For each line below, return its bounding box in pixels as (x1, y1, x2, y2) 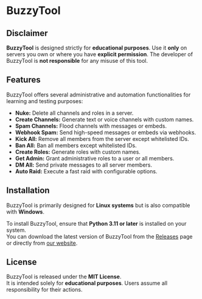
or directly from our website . (6, 239, 78, 247)
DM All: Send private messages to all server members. (15, 161, 153, 168)
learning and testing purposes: (6, 97, 83, 104)
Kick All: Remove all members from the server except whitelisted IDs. (15, 135, 190, 142)
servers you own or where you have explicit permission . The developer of (6, 51, 193, 58)
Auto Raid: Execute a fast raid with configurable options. (15, 167, 158, 175)
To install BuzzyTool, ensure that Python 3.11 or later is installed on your (6, 220, 187, 227)
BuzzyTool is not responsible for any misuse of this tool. (6, 57, 148, 64)
